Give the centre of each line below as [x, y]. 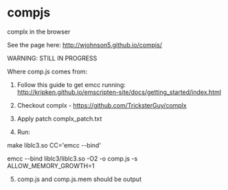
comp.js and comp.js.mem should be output [79, 179]
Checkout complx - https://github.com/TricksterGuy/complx [102, 105]
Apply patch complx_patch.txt [59, 119]
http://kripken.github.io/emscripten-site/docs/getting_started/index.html [119, 92]
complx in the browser [39, 32]
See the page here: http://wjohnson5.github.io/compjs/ [85, 45]
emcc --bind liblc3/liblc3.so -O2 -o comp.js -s [72, 158]
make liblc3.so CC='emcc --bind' [54, 145]
